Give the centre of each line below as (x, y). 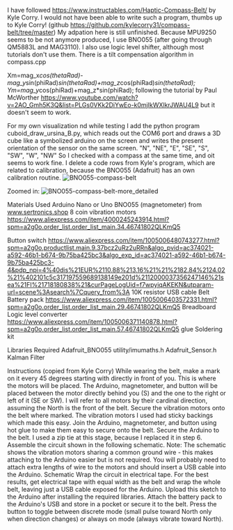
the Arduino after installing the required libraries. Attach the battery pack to (115, 497)
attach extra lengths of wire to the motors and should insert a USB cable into (117, 467)
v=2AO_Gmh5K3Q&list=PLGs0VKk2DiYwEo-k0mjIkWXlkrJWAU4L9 (103, 105)
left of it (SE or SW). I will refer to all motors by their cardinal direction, (107, 400)
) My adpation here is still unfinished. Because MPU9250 (135, 32)
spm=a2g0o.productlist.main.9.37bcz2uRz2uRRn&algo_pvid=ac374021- (111, 248)
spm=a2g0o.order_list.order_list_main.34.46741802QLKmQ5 (94, 227)
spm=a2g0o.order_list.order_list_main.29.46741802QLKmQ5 (94, 307)
